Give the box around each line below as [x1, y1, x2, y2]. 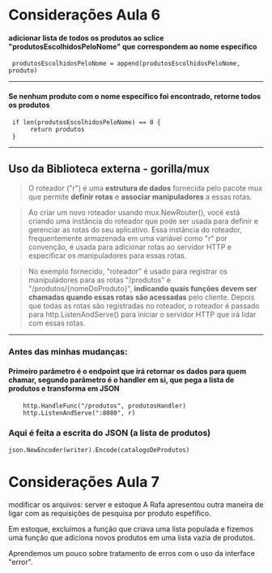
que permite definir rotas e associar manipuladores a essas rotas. [28, 192, 253, 202]
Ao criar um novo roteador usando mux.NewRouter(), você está [28, 208, 240, 218]
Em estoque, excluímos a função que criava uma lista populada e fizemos [8, 523, 253, 533]
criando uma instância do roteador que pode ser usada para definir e [28, 217, 259, 226]
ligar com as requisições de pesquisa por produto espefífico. [8, 508, 212, 518]
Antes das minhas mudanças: [8, 347, 128, 358]
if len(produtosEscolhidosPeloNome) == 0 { [11, 118, 161, 127]
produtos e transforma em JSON [8, 383, 120, 393]
